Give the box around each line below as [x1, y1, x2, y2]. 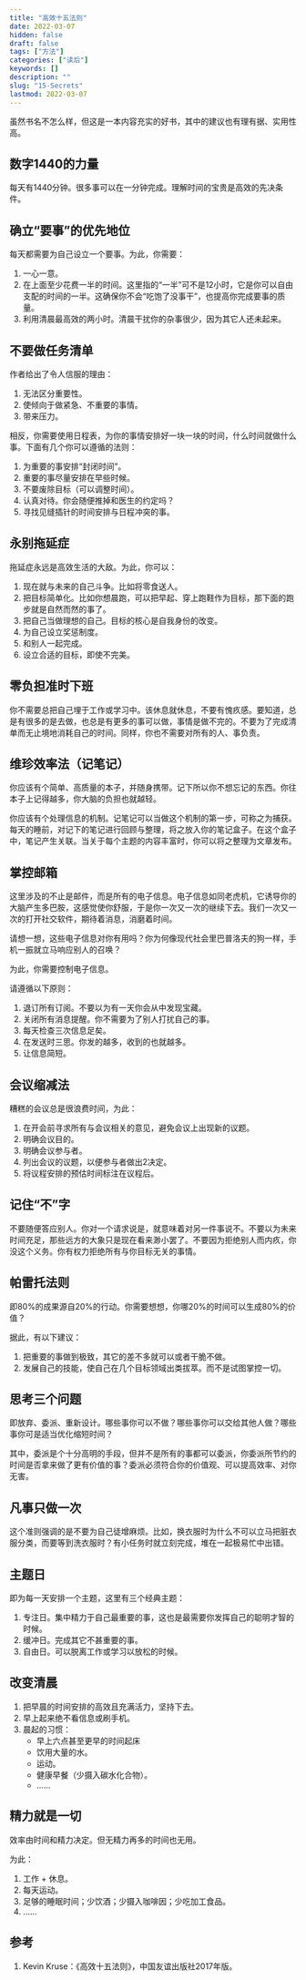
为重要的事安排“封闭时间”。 [22, 461, 127, 472]
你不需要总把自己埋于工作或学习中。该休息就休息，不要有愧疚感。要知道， [9, 704, 289, 715]
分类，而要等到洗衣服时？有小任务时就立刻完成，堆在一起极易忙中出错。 [16, 1537, 289, 1548]
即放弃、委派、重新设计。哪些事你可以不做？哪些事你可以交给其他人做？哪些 [9, 1417, 297, 1428]
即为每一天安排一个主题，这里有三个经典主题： [9, 1593, 185, 1604]
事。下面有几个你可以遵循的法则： [9, 441, 138, 452]
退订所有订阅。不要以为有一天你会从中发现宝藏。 [22, 1003, 207, 1014]
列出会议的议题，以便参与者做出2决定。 [22, 1157, 172, 1167]
